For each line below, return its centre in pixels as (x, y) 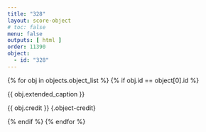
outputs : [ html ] (34, 40)
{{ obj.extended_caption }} (46, 94)
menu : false (25, 34)
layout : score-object (39, 21)
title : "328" (27, 14)
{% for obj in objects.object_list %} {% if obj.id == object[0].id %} (103, 80)
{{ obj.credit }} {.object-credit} (51, 108)
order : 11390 (27, 47)
